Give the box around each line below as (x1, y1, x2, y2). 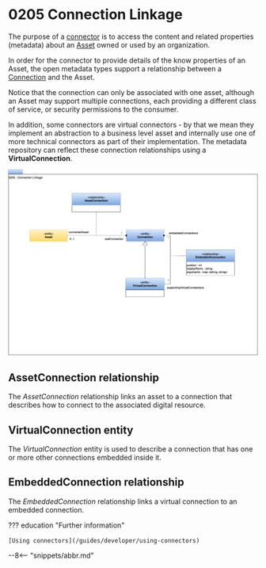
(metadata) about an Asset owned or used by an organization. (8, 40, 211, 49)
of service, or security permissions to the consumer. (8, 105, 179, 114)
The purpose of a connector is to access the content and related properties (8, 32, 254, 41)
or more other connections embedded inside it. (8, 453, 162, 463)
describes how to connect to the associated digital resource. (8, 400, 206, 410)
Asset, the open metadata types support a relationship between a (8, 63, 222, 73)
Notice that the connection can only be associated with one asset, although (8, 87, 255, 97)
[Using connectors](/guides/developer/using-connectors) (8, 536, 200, 544)
